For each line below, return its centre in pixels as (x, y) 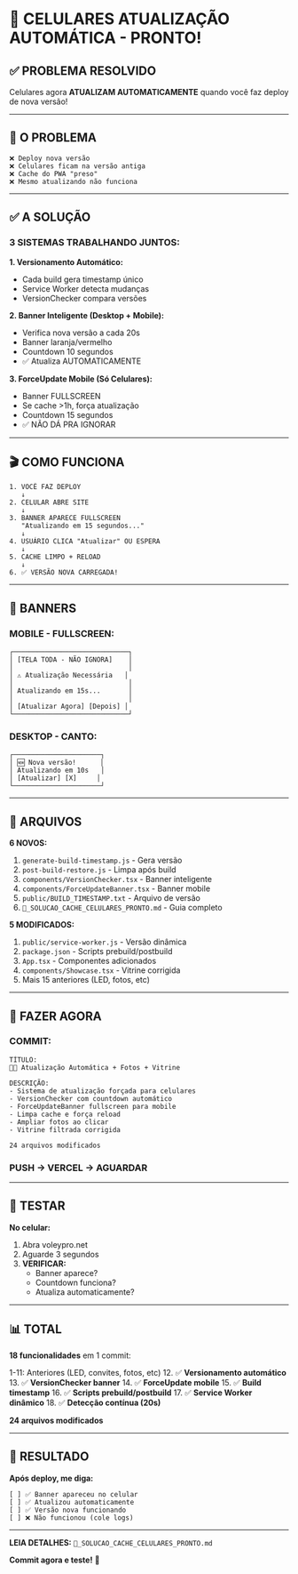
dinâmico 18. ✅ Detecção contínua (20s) (85, 1402)
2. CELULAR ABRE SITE (49, 502)
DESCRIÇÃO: (29, 1083)
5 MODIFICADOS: (42, 925)
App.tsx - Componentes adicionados (89, 961)
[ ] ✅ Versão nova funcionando (68, 1510)
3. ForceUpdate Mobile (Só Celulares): (81, 379)
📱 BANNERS (43, 608)
